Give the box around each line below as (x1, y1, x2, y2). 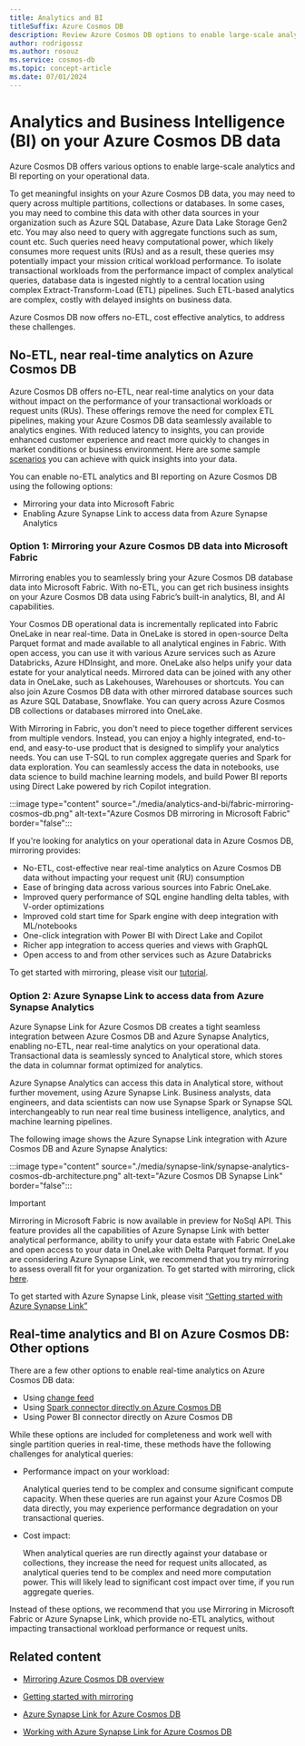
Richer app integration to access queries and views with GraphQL (22, 939, 269, 950)
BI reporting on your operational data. (9, 170, 150, 181)
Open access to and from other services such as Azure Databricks (22, 949, 272, 960)
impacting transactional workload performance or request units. (9, 1623, 249, 1633)
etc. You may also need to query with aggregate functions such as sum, (9, 226, 279, 237)
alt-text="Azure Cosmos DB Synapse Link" (123, 1171, 283, 1182)
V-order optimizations (22, 900, 104, 912)
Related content (9, 1649, 102, 1665)
